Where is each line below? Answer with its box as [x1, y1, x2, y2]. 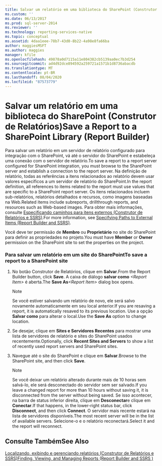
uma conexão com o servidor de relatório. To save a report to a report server [5, 157, 157, 163]
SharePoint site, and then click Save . [12, 358, 86, 363]
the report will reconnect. [12, 423, 63, 429]
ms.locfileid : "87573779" [5, 79, 57, 84]
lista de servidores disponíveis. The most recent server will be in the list [12, 413, 154, 418]
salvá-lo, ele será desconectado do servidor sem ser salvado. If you [12, 382, 147, 388]
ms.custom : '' [5, 12, 34, 17]
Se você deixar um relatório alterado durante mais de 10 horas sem [12, 377, 146, 382]
